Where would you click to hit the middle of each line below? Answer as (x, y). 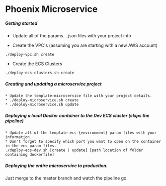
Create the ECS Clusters (37, 64)
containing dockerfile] (30, 155)
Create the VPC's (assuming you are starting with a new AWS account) (85, 45)
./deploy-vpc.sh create (30, 55)
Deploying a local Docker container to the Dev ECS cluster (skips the (77, 115)
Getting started (21, 23)
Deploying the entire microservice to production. (56, 166)
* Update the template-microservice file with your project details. (79, 96)
